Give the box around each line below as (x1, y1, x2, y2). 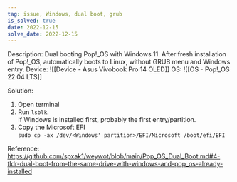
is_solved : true (7, 17, 56, 24)
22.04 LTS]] (7, 73, 43, 81)
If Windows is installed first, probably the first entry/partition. (17, 116, 196, 124)
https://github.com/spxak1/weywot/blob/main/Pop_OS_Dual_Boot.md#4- (7, 152, 221, 161)
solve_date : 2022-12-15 (7, 30, 78, 38)
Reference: (7, 144, 40, 153)
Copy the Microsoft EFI (17, 123, 85, 132)
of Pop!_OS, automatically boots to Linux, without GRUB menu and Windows (7, 58, 231, 66)
